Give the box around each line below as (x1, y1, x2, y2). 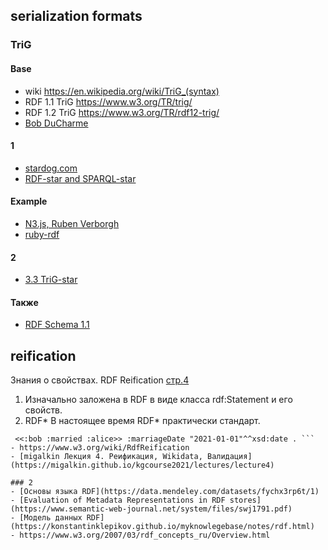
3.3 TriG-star (24, 274, 78, 286)
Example (10, 195, 48, 208)
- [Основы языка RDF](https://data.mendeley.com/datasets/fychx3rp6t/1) (10, 487, 320, 497)
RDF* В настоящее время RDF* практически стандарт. (24, 415, 261, 427)
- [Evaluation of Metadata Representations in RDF (10, 495, 226, 506)
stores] (229, 495, 262, 506)
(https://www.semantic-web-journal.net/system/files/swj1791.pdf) (10, 504, 293, 514)
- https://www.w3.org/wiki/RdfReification (10, 443, 190, 453)
